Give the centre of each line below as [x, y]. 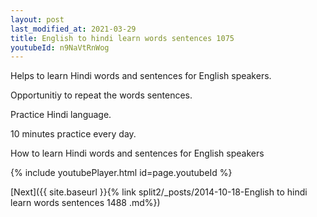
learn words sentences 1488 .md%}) [85, 203]
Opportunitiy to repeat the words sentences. [101, 95]
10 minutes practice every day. [73, 134]
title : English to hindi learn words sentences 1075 [122, 38]
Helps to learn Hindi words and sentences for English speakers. [141, 76]
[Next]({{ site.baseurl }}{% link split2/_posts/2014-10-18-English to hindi [159, 192]
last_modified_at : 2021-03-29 [73, 29]
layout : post [37, 19]
